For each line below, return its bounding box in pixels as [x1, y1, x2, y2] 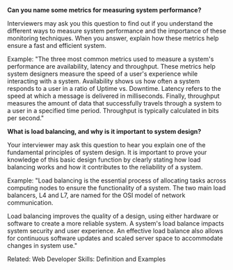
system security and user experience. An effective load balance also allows [7, 227, 224, 235]
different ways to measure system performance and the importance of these [7, 27, 227, 35]
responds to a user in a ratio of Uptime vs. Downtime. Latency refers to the [7, 85, 221, 92]
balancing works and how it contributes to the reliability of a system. [7, 163, 203, 171]
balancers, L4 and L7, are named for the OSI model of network [7, 191, 186, 199]
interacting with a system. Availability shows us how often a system [7, 77, 200, 85]
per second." [7, 114, 45, 122]
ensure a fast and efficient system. [7, 42, 106, 49]
